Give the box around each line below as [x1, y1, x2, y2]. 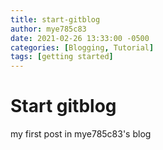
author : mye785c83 [10, 24, 87, 34]
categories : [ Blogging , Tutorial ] [10, 42, 155, 53]
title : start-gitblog [10, 14, 101, 25]
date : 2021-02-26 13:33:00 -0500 [10, 33, 150, 43]
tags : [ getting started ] [10, 52, 114, 62]
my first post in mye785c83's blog [10, 128, 152, 140]
